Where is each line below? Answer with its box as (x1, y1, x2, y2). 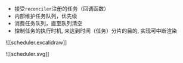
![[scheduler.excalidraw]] (5, 39, 67, 46)
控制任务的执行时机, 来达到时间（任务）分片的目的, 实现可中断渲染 (14, 27, 177, 34)
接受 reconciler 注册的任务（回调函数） (14, 5, 110, 12)
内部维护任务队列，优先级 (14, 12, 77, 19)
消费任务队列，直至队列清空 (14, 20, 83, 26)
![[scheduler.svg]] (5, 51, 49, 57)
